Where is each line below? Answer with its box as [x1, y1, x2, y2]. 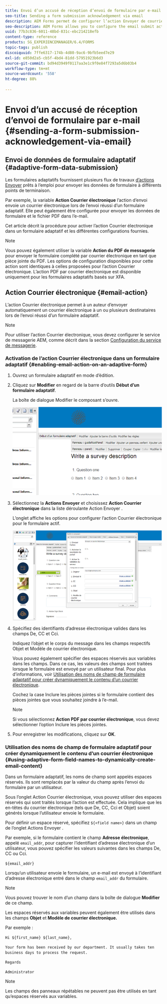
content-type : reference [5, 34, 57, 39]
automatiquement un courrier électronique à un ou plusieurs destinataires [5, 307, 156, 313]
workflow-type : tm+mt [5, 66, 50, 71]
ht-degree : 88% [5, 76, 37, 82]
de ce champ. [5, 900, 33, 906]
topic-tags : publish [5, 45, 48, 50]
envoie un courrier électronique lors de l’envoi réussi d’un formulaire [5, 202, 145, 208]
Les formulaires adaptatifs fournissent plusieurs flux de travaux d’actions [5, 176, 155, 182]
